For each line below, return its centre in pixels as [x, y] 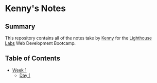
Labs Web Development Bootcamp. [41, 43]
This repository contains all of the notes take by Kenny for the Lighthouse [78, 38]
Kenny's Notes [35, 8]
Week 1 [19, 70]
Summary [20, 26]
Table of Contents [33, 58]
